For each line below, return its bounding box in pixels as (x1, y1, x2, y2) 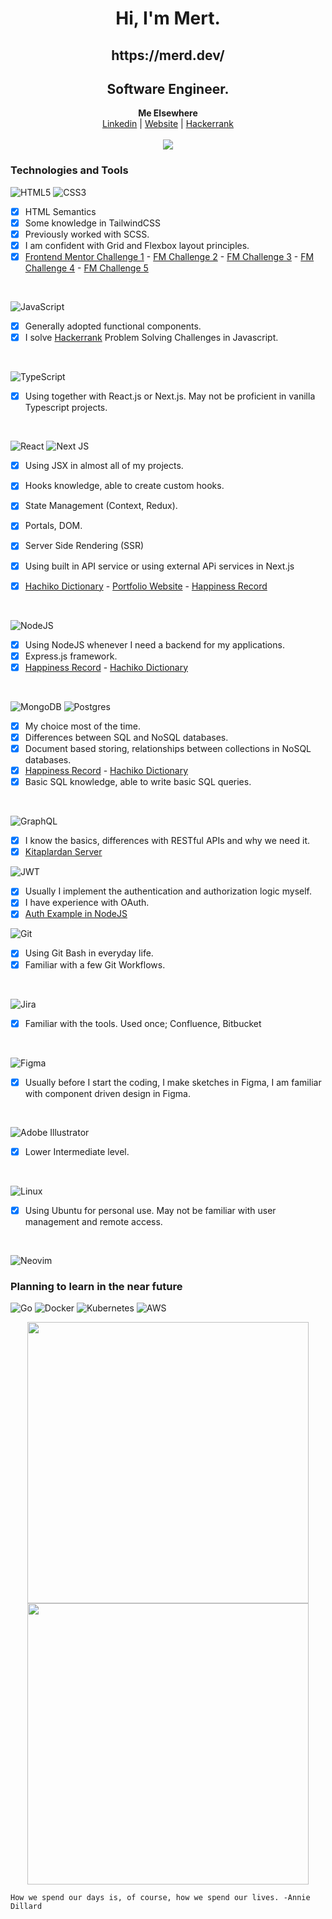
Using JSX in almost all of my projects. (24, 460, 184, 472)
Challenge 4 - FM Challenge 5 (24, 262, 149, 274)
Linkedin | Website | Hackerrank (102, 118, 234, 130)
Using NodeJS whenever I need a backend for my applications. (24, 638, 285, 651)
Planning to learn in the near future (10, 1279, 183, 1293)
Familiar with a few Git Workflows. (24, 958, 166, 971)
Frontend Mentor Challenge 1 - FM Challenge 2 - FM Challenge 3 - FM (24, 250, 315, 262)
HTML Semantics (24, 205, 97, 217)
